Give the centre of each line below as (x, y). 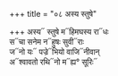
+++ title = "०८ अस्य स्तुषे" (53, 14)
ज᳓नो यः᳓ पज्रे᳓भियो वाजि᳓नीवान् (55, 52)
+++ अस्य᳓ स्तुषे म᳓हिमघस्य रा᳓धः (59, 32)
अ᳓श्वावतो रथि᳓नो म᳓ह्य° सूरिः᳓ (54, 62)
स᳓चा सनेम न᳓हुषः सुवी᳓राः (47, 42)
